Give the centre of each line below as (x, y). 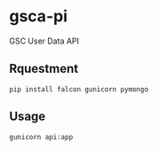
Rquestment (44, 69)
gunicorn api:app (41, 137)
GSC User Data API (44, 41)
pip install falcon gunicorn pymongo (79, 89)
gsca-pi (39, 16)
